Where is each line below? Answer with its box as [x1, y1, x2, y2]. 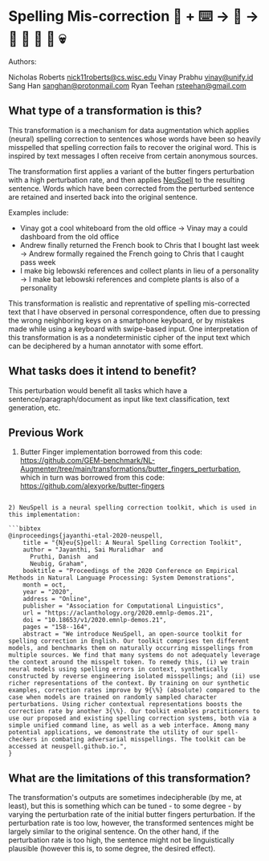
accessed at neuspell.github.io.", [8, 742, 128, 751]
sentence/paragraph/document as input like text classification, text [8, 394, 230, 404]
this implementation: [8, 511, 81, 519]
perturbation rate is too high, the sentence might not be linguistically [8, 835, 234, 845]
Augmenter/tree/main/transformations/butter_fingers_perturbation [19, 464, 239, 474]
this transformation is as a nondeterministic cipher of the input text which [8, 332, 251, 342]
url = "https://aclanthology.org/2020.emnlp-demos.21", [22, 609, 214, 617]
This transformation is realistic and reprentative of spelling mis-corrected [8, 299, 251, 308]
